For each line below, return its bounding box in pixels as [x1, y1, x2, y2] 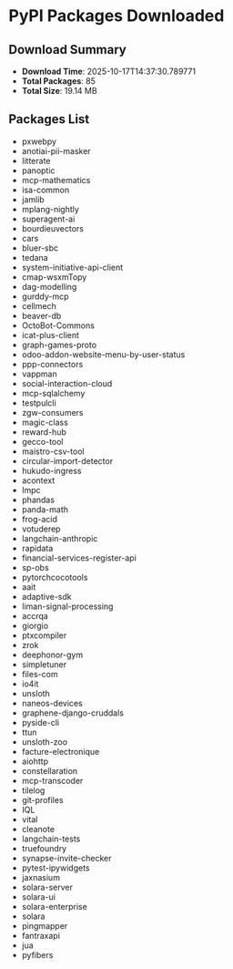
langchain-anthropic [21, 532, 98, 543]
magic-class [21, 417, 69, 428]
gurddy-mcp [21, 291, 69, 302]
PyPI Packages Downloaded [8, 5, 225, 26]
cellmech [21, 300, 56, 311]
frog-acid [21, 513, 58, 524]
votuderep [21, 523, 61, 534]
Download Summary [8, 42, 127, 57]
